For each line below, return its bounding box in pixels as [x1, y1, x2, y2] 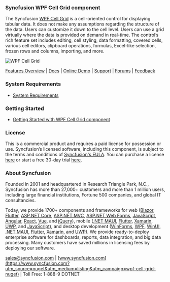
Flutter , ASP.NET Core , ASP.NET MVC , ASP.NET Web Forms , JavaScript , [5, 213, 156, 219]
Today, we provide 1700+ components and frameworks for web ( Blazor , [5, 207, 155, 213]
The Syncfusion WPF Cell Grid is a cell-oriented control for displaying [5, 16, 151, 22]
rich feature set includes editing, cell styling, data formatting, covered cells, [5, 37, 163, 43]
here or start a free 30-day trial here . [5, 157, 82, 163]
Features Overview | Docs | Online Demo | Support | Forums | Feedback [5, 68, 156, 74]
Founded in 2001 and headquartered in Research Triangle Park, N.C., [5, 181, 149, 187]
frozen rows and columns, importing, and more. [5, 48, 105, 54]
